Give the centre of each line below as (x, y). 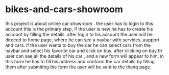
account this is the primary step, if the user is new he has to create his (79, 29)
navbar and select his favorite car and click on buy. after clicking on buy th (84, 51)
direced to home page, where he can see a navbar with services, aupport (82, 40)
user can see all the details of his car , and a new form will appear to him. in (85, 56)
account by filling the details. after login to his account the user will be (79, 34)
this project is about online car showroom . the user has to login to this (79, 23)
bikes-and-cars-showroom (64, 9)
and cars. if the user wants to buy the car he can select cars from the (78, 45)
